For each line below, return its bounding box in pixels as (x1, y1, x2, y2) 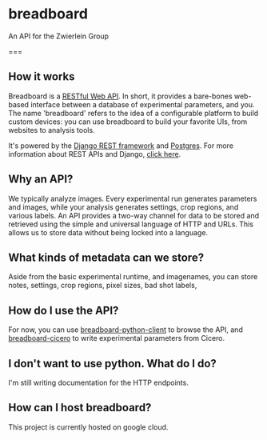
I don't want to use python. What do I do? (8, 357, 217, 370)
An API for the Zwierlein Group (8, 31, 110, 41)
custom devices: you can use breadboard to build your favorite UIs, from (8, 117, 248, 126)
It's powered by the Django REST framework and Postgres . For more (8, 141, 234, 150)
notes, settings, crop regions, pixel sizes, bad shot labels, (8, 281, 197, 290)
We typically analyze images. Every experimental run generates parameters (8, 194, 257, 203)
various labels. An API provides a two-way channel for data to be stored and (8, 210, 260, 220)
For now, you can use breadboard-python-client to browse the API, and (8, 325, 244, 334)
